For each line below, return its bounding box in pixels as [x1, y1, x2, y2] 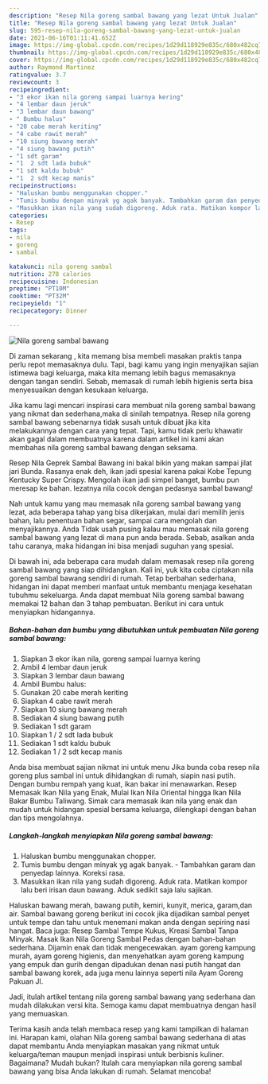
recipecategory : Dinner [9, 307, 88, 315]
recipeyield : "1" [9, 300, 67, 308]
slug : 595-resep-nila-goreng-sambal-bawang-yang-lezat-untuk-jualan [9, 26, 241, 34]
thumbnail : [9, 49, 45, 56]
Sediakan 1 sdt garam [20, 721, 91, 731]
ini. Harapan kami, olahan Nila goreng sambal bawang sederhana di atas [9, 1032, 247, 1042]
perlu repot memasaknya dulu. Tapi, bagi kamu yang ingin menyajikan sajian [9, 359, 259, 369]
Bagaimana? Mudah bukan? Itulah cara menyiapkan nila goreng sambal [9, 1058, 243, 1067]
